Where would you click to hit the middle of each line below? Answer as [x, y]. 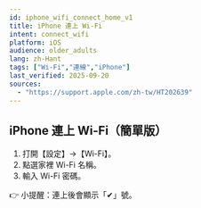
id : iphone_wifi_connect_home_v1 [71, 17]
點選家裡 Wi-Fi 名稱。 [61, 165]
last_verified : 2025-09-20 [59, 76]
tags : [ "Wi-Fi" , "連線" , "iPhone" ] [70, 68]
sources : [25, 84]
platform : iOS [36, 42]
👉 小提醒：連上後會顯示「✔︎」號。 [73, 195]
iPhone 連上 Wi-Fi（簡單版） [88, 130]
